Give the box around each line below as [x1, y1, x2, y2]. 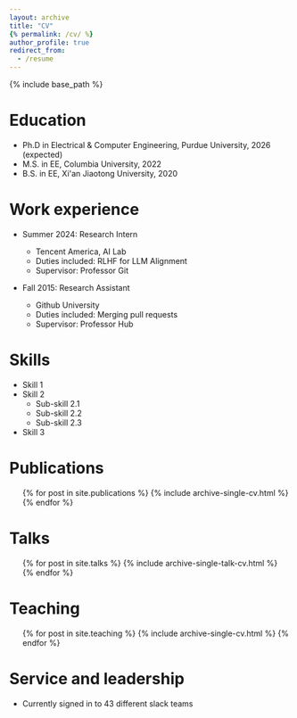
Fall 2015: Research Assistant [21, 282, 130, 293]
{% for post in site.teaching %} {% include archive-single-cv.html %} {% [21, 628, 290, 639]
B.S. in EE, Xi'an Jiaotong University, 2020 [21, 168, 178, 178]
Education [9, 111, 87, 130]
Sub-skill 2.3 [35, 417, 82, 428]
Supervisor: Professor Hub [35, 318, 134, 329]
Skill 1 [21, 379, 44, 390]
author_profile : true [9, 37, 90, 47]
